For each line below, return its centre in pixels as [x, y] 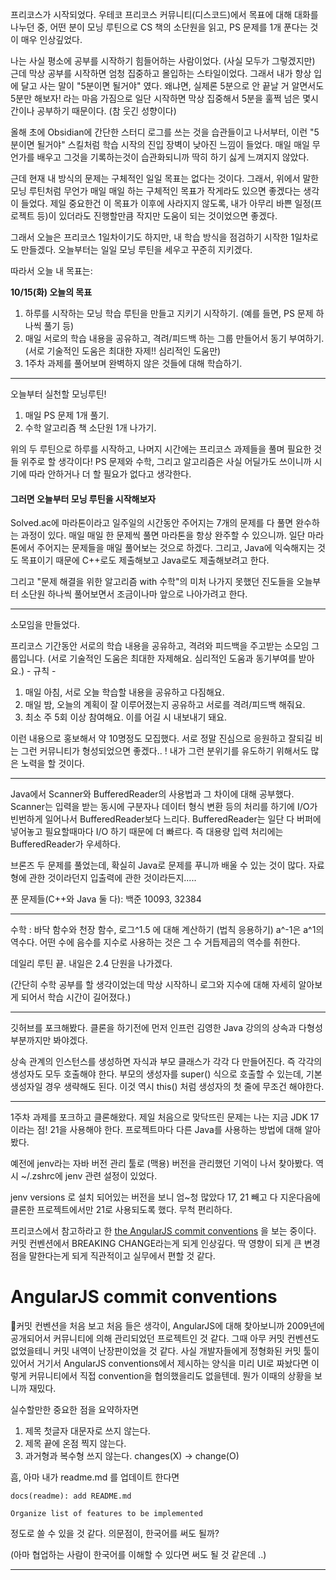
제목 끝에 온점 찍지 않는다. [75, 1444]
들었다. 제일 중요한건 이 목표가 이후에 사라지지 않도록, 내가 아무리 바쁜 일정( [167, 203]
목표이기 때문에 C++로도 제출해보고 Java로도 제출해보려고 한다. [145, 560]
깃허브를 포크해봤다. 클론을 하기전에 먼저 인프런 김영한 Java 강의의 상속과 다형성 [166, 1028]
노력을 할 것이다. [52, 764]
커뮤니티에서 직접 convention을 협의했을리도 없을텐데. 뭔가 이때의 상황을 [170, 1376]
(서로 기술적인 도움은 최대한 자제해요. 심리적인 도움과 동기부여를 [172, 659]
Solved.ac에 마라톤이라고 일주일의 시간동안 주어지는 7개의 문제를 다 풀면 [152, 523]
